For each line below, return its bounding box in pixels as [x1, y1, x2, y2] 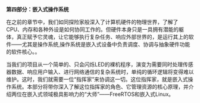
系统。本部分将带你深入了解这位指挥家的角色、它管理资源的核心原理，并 [11, 83, 189, 90]
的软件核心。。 [6, 48, 40, 55]
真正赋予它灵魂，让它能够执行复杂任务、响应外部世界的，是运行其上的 [16, 33, 189, 40]
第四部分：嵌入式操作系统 [6, 6, 69, 13]
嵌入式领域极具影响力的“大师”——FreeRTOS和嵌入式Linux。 [26, 90, 174, 98]
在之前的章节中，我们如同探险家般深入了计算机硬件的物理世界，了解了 [6, 18, 179, 26]
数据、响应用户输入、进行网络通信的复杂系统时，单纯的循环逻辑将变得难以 [11, 68, 194, 75]
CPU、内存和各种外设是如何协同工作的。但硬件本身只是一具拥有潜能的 [6, 26, 179, 33]
